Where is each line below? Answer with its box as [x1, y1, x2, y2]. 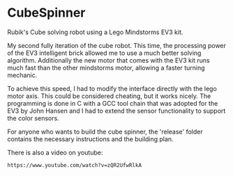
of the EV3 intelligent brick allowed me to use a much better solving [7, 49, 202, 57]
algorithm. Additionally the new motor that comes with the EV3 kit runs [7, 56, 211, 64]
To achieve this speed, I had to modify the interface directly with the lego [7, 84, 218, 93]
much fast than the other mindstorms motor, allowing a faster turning [7, 63, 205, 72]
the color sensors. [7, 113, 59, 122]
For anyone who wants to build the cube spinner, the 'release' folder [7, 127, 204, 136]
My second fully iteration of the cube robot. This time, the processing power [7, 41, 227, 49]
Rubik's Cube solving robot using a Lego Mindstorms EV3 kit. [7, 28, 183, 36]
